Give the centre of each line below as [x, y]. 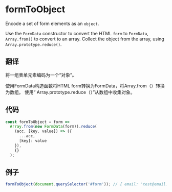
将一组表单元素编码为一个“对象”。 [41, 75]
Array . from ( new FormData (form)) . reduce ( [53, 127]
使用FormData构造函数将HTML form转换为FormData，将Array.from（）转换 [85, 86]
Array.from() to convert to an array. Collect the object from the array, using [85, 39]
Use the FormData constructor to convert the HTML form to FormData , [77, 33]
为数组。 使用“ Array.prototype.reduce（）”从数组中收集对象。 [70, 92]
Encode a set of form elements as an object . [52, 23]
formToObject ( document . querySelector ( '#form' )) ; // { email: [72, 184]
